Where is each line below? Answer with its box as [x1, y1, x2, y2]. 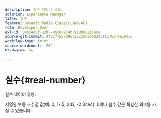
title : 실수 [5, 16, 28, 21]
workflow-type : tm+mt [5, 39, 49, 44]
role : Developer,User [5, 25, 49, 30]
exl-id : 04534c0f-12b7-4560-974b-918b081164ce [5, 30, 101, 34]
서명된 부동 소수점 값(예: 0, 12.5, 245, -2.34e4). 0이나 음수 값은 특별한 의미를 [5, 101, 151, 107]
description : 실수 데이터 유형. [5, 7, 63, 12]
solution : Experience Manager [5, 12, 66, 17]
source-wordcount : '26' [5, 43, 53, 48]
